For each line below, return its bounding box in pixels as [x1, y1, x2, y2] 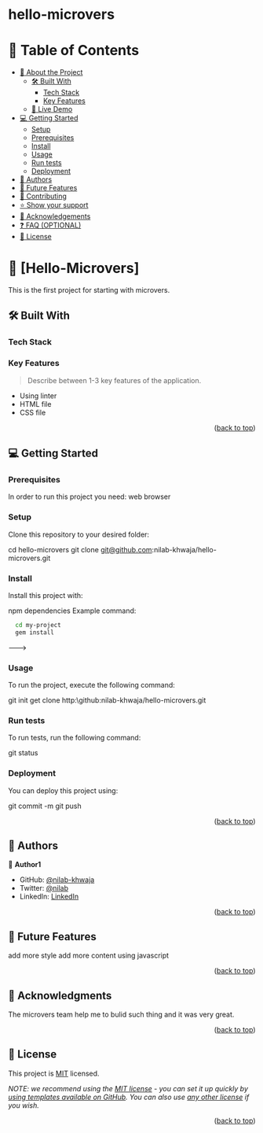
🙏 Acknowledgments [8, 989, 112, 1002]
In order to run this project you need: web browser [8, 492, 171, 501]
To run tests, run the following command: [8, 733, 141, 743]
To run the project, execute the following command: [8, 681, 175, 689]
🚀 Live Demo [31, 105, 73, 114]
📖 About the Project [19, 68, 83, 77]
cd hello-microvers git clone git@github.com [8, 544, 152, 554]
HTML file [19, 399, 52, 408]
